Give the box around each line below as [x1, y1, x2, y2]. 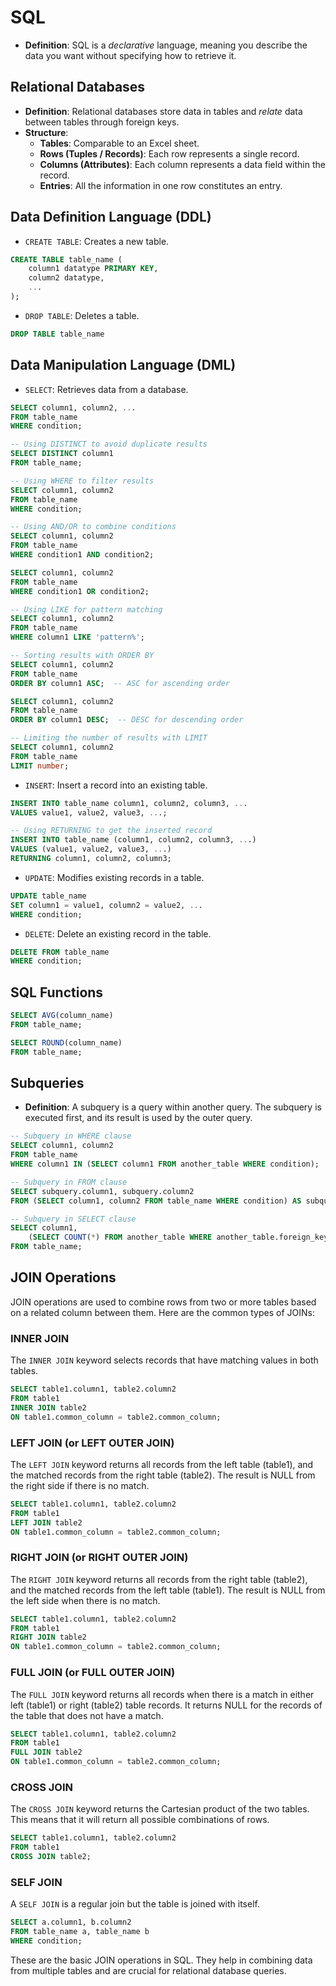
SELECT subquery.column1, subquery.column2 [10, 1186, 195, 1196]
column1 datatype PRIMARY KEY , [28, 264, 159, 274]
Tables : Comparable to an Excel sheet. [39, 137, 200, 149]
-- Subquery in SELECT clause [10, 1214, 137, 1224]
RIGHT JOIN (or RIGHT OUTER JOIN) [10, 1551, 189, 1565]
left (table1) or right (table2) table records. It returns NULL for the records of [10, 1699, 323, 1711]
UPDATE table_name [10, 891, 87, 901]
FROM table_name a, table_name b [10, 1927, 150, 1937]
